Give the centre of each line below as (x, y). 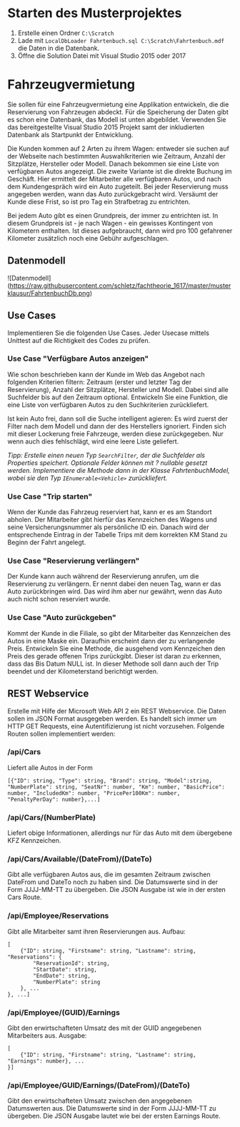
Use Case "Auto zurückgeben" (62, 618)
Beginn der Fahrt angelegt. (47, 542)
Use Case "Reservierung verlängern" (74, 561)
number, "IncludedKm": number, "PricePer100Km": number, (94, 793)
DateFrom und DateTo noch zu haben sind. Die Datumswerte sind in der (113, 882)
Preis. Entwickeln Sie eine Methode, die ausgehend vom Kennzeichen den (116, 648)
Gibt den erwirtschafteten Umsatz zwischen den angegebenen (100, 1101)
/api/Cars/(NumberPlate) (52, 817)
